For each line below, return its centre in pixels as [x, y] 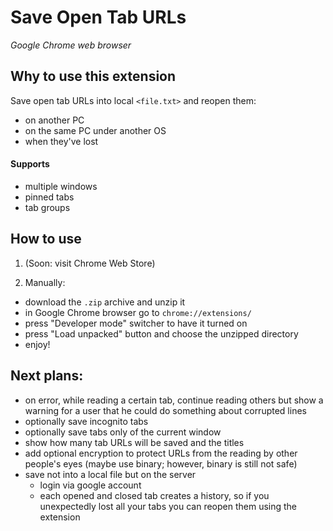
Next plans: [47, 376]
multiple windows [61, 186]
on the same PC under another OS [95, 130]
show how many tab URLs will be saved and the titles [134, 442]
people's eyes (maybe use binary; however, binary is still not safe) [161, 463]
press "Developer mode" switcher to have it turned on [136, 323]
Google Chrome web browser [71, 45]
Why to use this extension [93, 76]
